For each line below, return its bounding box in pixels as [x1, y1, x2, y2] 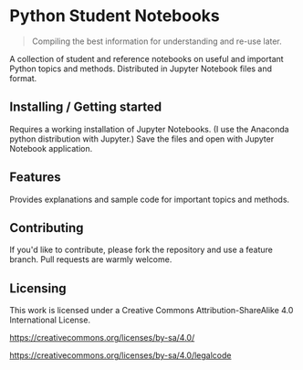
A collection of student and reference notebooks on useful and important [9, 53, 285, 64]
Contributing [9, 220, 84, 236]
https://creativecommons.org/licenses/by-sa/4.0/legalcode [9, 350, 232, 361]
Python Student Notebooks [9, 5, 221, 26]
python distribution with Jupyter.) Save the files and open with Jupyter [9, 133, 275, 144]
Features [9, 170, 61, 185]
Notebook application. [9, 143, 93, 153]
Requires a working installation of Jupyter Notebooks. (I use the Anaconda [9, 123, 289, 134]
